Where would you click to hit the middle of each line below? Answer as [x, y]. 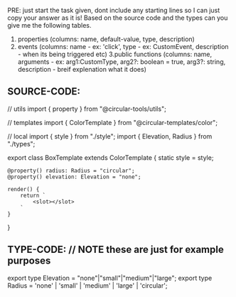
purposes [29, 261]
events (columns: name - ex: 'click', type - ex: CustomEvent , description [123, 47]
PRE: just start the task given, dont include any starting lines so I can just [114, 10]
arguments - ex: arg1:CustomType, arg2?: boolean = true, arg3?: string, [122, 62]
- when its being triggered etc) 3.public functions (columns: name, [114, 54]
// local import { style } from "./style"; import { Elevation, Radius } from [110, 136]
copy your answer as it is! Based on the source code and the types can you [118, 18]
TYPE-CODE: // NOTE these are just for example [116, 250]
